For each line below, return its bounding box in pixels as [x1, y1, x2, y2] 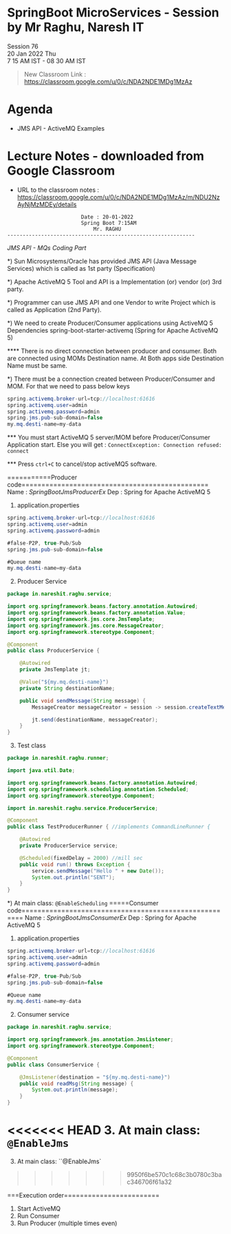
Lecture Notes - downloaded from [7, 148, 205, 164]
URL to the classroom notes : [16, 186, 100, 194]
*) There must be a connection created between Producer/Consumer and [7, 375, 215, 383]
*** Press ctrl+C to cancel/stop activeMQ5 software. [7, 460, 157, 468]
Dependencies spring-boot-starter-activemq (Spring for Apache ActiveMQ [7, 326, 219, 334]
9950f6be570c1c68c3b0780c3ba [126, 1171, 222, 1178]
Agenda [7, 102, 53, 118]
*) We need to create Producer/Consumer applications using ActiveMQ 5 [7, 318, 213, 327]
